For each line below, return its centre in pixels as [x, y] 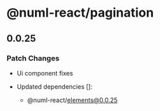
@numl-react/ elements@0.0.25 [72, 100]
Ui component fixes [45, 73]
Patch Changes [33, 58]
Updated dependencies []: [54, 86]
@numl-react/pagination [80, 13]
